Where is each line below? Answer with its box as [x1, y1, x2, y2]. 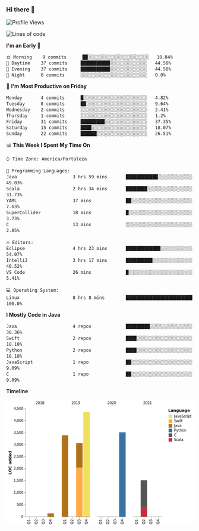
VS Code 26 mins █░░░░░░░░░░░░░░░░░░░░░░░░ [6, 270, 193, 276]
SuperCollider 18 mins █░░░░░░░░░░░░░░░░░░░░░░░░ [6, 210, 193, 216]
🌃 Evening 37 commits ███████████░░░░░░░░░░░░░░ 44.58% [6, 66, 171, 72]
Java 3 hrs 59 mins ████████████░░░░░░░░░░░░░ [6, 174, 193, 180]
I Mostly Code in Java [6, 311, 61, 319]
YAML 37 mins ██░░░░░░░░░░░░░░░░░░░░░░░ [6, 198, 193, 204]
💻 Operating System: [6, 288, 59, 294]
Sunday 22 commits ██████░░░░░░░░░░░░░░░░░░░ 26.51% [6, 131, 171, 137]
